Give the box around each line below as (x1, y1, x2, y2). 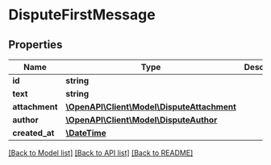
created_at (12, 127, 55, 138)
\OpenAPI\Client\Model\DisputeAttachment (65, 101, 236, 112)
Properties (8, 38, 63, 52)
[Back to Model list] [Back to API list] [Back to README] (8, 148, 194, 158)
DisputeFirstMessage (8, 6, 156, 24)
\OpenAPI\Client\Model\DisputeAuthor (65, 114, 218, 126)
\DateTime (65, 127, 106, 138)
